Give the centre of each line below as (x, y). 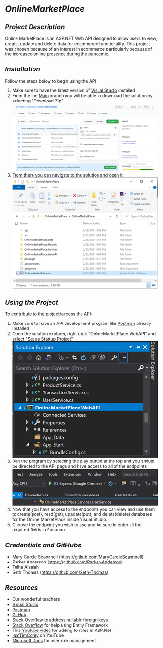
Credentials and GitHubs (43, 545)
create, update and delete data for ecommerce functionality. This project (78, 44)
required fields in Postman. (39, 530)
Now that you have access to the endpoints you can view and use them (83, 509)
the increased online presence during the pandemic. (57, 54)
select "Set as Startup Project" (43, 339)
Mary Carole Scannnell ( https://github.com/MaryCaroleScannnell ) (78, 557)
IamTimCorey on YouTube (38, 635)
